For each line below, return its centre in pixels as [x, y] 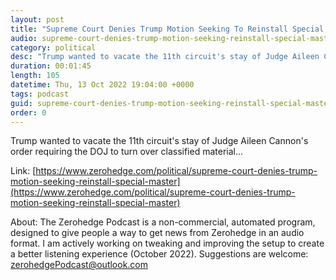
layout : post [37, 19]
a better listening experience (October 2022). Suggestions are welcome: [159, 254]
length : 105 [35, 76]
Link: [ [23, 171]
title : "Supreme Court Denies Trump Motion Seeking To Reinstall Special [167, 29]
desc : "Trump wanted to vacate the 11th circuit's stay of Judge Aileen [165, 57]
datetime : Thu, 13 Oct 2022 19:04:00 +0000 [102, 85]
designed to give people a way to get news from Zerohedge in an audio [157, 233]
